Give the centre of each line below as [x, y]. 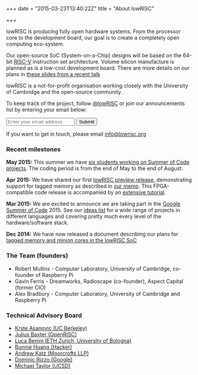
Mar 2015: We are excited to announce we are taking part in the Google [93, 204]
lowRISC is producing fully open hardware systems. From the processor [94, 31]
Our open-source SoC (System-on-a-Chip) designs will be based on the [94, 55]
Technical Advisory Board [44, 315]
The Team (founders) [37, 256]
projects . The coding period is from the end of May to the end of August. [95, 168]
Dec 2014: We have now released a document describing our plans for [92, 234]
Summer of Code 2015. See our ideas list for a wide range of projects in [93, 210]
